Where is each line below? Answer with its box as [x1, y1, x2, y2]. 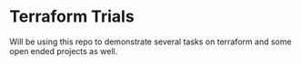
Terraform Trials [9, 6, 135, 27]
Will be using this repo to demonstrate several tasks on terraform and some [9, 36, 293, 47]
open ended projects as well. [9, 45, 118, 56]
